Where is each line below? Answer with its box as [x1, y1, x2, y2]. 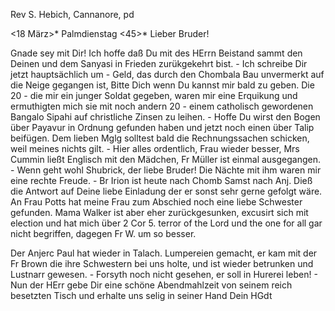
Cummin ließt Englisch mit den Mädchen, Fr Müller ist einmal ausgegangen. [10, 154, 322, 165]
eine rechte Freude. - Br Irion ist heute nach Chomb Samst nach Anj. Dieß [10, 175, 313, 186]
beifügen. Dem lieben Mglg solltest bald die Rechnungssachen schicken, [10, 132, 310, 144]
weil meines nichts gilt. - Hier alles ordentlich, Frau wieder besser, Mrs [10, 143, 300, 154]
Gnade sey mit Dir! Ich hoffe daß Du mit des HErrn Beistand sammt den [10, 47, 303, 59]
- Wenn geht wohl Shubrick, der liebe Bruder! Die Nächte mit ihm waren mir [10, 164, 322, 176]
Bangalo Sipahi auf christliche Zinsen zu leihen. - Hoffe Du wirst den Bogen [10, 111, 321, 123]
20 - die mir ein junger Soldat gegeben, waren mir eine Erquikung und [10, 90, 298, 101]
